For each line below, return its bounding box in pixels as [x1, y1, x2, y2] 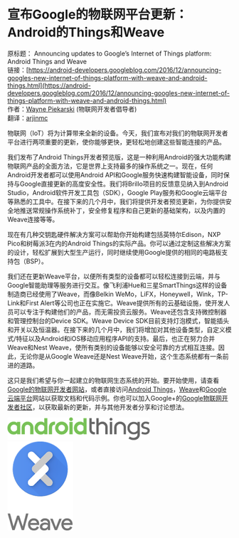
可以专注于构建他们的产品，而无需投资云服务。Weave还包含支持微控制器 [13, 307, 227, 316]
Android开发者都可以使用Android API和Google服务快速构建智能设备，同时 [7, 170, 224, 179]
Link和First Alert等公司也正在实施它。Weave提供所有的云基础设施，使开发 [7, 298, 224, 307]
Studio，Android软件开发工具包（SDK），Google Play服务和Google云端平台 [7, 188, 228, 196]
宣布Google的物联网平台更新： [7, 6, 188, 23]
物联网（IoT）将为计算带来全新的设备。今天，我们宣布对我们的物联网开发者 [7, 129, 229, 137]
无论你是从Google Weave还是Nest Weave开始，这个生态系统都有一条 [19, 352, 223, 360]
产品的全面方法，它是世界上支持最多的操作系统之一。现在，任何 [26, 162, 213, 170]
